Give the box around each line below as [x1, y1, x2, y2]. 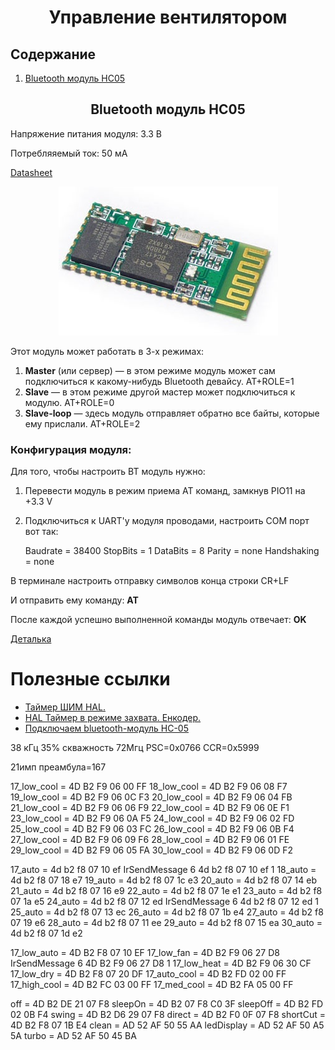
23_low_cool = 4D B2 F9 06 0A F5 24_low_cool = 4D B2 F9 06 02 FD [10, 812, 295, 825]
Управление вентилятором [48, 6, 288, 29]
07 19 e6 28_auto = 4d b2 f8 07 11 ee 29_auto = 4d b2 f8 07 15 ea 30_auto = [10, 917, 323, 929]
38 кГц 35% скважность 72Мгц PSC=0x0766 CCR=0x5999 [10, 742, 260, 754]
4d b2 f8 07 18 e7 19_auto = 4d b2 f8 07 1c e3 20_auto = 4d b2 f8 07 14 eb [10, 874, 317, 886]
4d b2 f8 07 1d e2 [10, 927, 83, 940]
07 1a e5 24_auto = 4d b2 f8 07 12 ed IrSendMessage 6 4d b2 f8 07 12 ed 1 [10, 896, 319, 908]
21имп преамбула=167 [10, 761, 107, 773]
